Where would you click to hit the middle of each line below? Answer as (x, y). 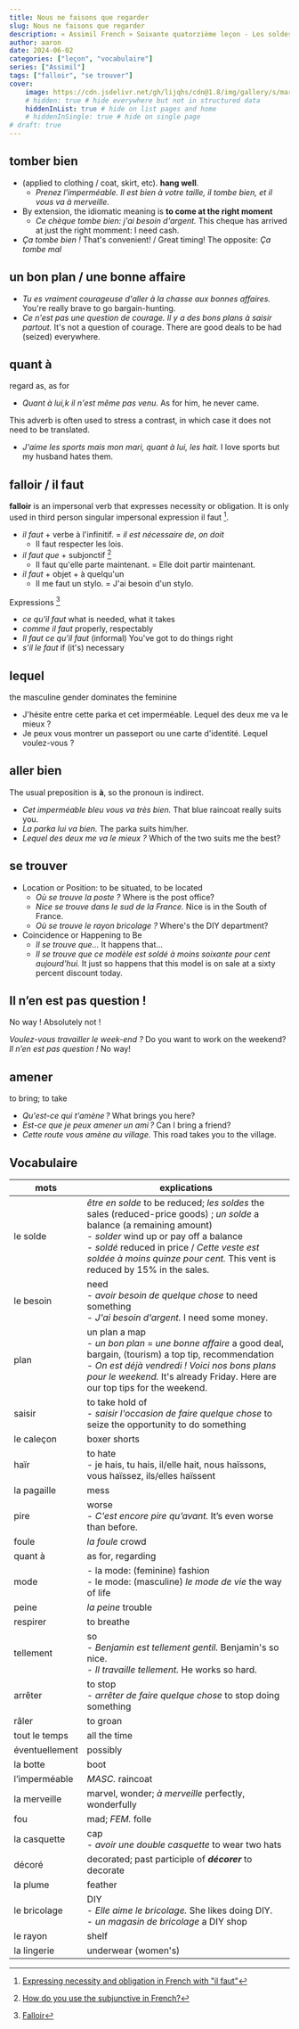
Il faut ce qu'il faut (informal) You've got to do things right (127, 638)
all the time (110, 1736)
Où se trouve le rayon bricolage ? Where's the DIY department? (152, 925)
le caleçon (36, 1439)
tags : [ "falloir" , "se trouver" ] (71, 76)
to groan (105, 1721)
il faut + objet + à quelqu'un (73, 574)
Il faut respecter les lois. (79, 544)
